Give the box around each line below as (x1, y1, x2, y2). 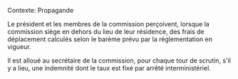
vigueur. (7, 43, 31, 51)
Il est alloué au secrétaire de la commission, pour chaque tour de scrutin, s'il (7, 56, 232, 65)
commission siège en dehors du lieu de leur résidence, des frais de (7, 28, 205, 36)
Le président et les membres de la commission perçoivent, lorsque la (7, 20, 210, 28)
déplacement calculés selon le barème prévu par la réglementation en (7, 35, 212, 43)
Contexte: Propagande (7, 6, 74, 14)
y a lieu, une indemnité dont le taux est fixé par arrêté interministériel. (7, 64, 212, 72)
